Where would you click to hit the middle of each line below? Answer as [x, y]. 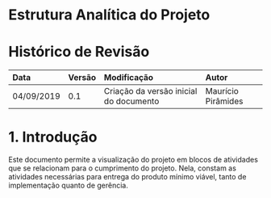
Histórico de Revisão [79, 52]
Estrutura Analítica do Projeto [109, 15]
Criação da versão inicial [150, 91]
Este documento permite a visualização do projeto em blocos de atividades [133, 160]
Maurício [222, 91]
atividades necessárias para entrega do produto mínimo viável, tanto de [127, 177]
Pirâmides [224, 101]
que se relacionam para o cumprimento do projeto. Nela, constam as [122, 168]
